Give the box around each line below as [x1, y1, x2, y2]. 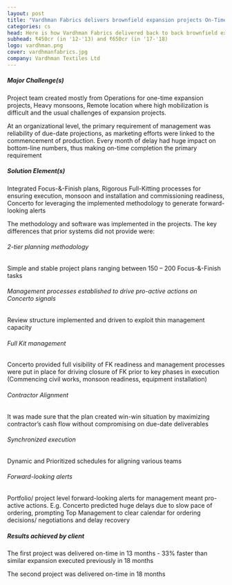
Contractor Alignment [7, 390, 69, 399]
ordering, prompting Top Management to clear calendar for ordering [7, 508, 202, 517]
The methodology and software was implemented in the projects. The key [7, 219, 217, 228]
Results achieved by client [7, 532, 85, 540]
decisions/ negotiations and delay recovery [7, 515, 130, 524]
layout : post [7, 10, 45, 17]
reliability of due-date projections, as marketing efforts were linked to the [7, 129, 215, 137]
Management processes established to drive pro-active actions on [7, 287, 197, 295]
